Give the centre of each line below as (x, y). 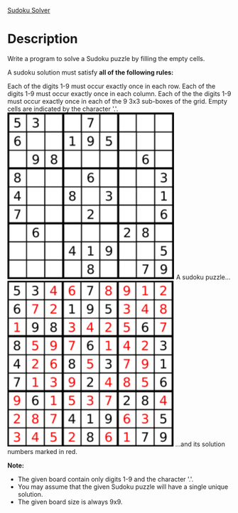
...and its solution (200, 444)
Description (43, 39)
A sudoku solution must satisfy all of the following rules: (91, 72)
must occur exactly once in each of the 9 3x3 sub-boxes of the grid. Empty (117, 101)
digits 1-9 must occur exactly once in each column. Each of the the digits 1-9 (119, 93)
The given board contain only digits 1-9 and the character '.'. (106, 479)
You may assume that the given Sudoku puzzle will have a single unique (123, 487)
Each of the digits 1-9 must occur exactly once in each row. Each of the (112, 86)
